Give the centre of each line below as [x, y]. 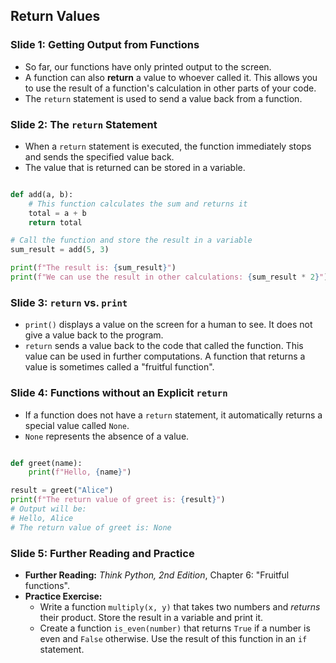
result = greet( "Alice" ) [62, 490]
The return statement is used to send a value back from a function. [163, 98]
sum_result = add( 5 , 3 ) [60, 250]
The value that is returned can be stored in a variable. [135, 167]
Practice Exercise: [63, 596]
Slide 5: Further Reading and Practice [102, 553]
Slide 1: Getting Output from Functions [105, 45]
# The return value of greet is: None [91, 527]
